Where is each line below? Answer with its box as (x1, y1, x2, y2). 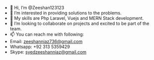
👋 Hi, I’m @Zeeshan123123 (9, 5, 65, 10)
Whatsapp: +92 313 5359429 (9, 44, 71, 50)
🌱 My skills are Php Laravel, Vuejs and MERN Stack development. (9, 15, 144, 21)
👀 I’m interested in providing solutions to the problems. (9, 10, 122, 16)
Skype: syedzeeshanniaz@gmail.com (9, 49, 87, 55)
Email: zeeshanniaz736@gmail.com (9, 39, 83, 44)
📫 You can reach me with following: (9, 31, 84, 37)
